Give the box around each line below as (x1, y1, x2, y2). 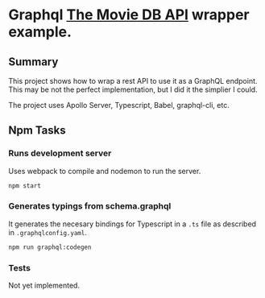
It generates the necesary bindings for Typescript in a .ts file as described (8, 219, 256, 229)
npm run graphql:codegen (8, 243, 92, 251)
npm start (8, 181, 42, 190)
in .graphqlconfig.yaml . (8, 227, 87, 237)
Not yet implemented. (8, 280, 81, 291)
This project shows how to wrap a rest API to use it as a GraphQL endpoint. (8, 77, 258, 85)
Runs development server (8, 147, 112, 159)
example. (8, 23, 72, 41)
